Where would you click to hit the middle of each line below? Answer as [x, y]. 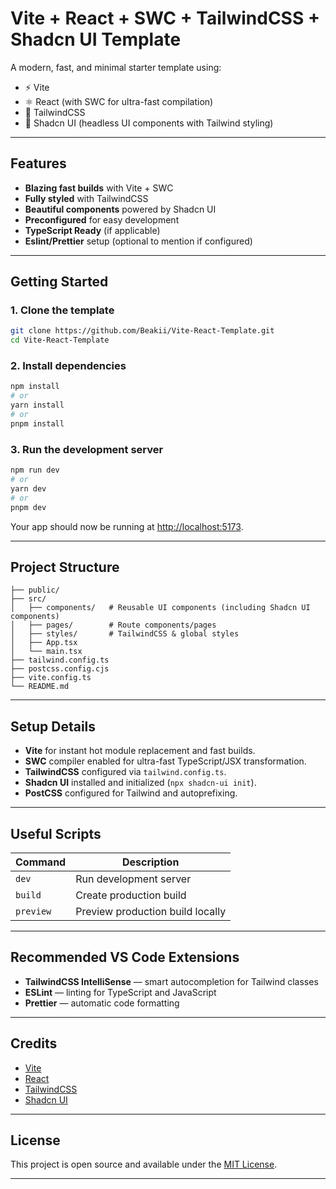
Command [41, 862]
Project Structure [65, 567]
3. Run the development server [87, 449]
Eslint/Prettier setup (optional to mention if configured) [138, 241]
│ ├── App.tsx [44, 643]
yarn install [37, 405]
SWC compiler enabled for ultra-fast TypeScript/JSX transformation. [165, 761]
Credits [34, 1043]
